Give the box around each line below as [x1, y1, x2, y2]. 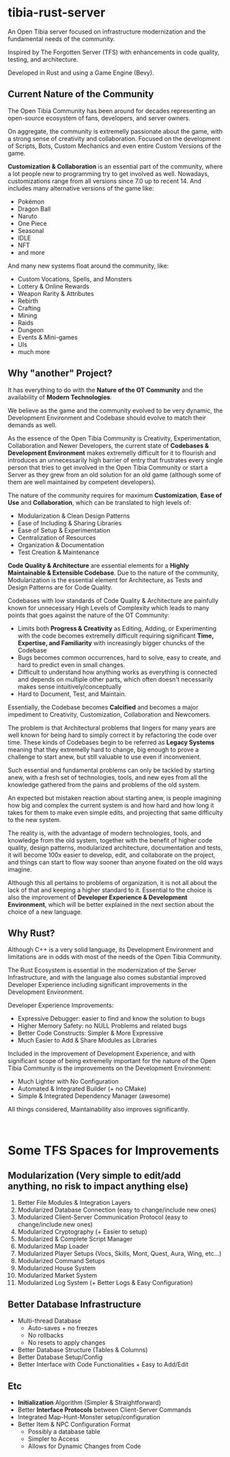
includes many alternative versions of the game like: [8, 184, 154, 192]
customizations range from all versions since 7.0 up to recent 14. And [8, 177, 202, 185]
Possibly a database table [27, 1428, 101, 1436]
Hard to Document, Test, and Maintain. [17, 690, 127, 698]
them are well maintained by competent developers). [8, 477, 156, 486]
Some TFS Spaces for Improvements [8, 1143, 219, 1158]
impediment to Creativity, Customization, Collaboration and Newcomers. [8, 710, 211, 719]
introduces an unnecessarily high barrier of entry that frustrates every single [8, 456, 223, 464]
